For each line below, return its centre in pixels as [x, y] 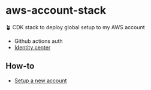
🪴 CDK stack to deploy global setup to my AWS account [75, 27]
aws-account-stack [56, 10]
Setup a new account [40, 80]
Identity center [32, 47]
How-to [20, 66]
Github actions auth [39, 41]
